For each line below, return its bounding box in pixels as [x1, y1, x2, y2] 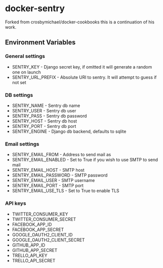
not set [12, 79, 27, 85]
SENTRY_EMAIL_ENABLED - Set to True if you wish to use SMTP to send [12, 157, 158, 163]
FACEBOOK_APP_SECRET [12, 227, 64, 232]
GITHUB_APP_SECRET [12, 247, 57, 253]
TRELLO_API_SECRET [12, 257, 56, 263]
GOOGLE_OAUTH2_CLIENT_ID [12, 232, 73, 237]
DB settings [5, 91, 33, 98]
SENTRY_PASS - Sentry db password [12, 113, 87, 119]
